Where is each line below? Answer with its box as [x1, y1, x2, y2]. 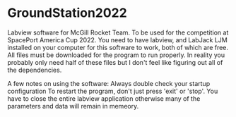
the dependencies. [7, 66, 62, 74]
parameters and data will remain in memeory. [7, 101, 139, 110]
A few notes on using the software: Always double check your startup [7, 79, 211, 87]
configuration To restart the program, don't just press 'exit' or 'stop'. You [7, 87, 218, 95]
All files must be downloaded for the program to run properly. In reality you [7, 51, 225, 59]
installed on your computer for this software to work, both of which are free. [7, 43, 228, 51]
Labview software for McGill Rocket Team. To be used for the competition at [7, 28, 229, 37]
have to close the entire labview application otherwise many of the [7, 94, 201, 103]
